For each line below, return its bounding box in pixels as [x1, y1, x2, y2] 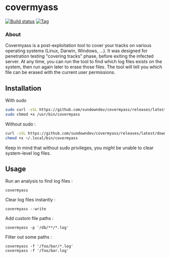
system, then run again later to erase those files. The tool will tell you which [5, 64, 162, 70]
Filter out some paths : [5, 234, 52, 240]
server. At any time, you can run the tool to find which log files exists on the [5, 59, 162, 65]
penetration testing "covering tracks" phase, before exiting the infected [5, 53, 154, 59]
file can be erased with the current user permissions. [5, 69, 115, 75]
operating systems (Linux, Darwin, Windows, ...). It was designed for [5, 48, 148, 54]
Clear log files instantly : [5, 197, 56, 203]
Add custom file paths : [5, 216, 54, 222]
